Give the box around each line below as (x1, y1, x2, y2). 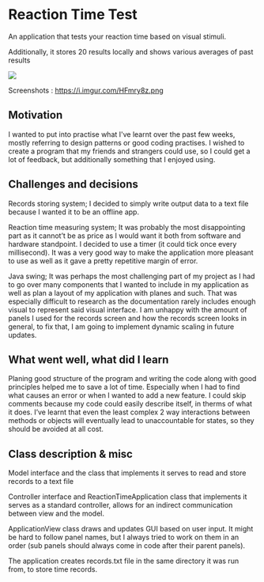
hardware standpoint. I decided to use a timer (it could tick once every (8, 239, 237, 248)
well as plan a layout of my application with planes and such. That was (8, 288, 237, 297)
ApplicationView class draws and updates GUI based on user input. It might (8, 524, 254, 534)
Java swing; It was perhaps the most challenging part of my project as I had (8, 271, 255, 281)
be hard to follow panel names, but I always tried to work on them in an (8, 532, 239, 542)
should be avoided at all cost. (8, 425, 104, 434)
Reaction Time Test (8, 6, 138, 24)
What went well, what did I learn (8, 353, 169, 366)
